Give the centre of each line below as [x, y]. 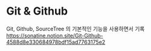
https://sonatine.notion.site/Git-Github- [55, 35]
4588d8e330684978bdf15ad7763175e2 [56, 42]
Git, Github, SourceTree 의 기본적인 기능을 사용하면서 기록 [75, 29]
